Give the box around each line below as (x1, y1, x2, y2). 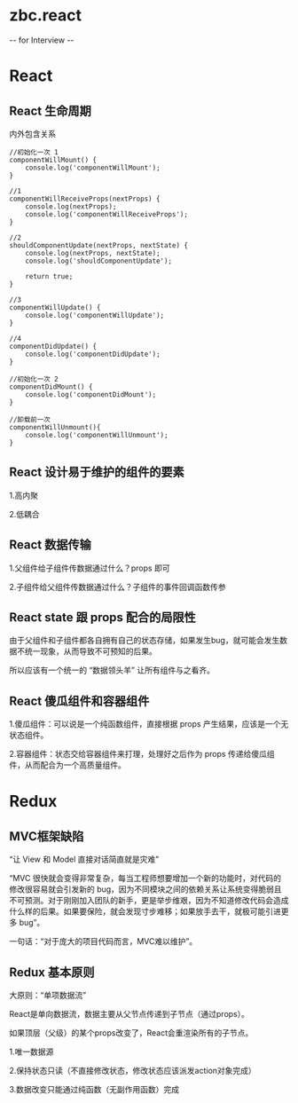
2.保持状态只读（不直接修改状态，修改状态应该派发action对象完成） (9, 1066, 257, 1075)
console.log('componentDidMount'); (25, 390, 157, 399)
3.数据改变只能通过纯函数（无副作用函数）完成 (9, 1084, 180, 1094)
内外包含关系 (9, 128, 56, 138)
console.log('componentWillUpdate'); (25, 311, 165, 319)
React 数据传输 (9, 538, 91, 553)
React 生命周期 (9, 103, 91, 118)
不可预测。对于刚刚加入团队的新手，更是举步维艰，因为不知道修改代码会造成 (9, 895, 289, 906)
